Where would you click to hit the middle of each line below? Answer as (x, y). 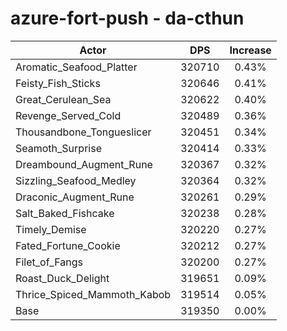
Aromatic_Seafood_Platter (76, 67)
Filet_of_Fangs (49, 262)
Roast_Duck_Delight (62, 278)
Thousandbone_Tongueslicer (83, 132)
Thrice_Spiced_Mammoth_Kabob (93, 294)
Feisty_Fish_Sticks (58, 83)
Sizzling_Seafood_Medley (76, 180)
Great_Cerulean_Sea (63, 99)
